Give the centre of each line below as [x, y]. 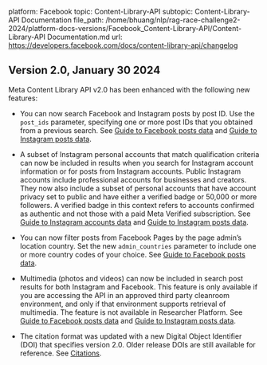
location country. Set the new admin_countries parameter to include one [138, 245]
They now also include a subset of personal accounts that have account [138, 188]
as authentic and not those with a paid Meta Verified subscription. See [135, 214]
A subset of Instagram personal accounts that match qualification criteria [139, 154]
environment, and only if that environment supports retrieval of [123, 304]
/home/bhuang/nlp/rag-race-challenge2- [173, 20]
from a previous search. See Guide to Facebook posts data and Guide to [138, 130]
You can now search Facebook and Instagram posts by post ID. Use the [137, 113]
